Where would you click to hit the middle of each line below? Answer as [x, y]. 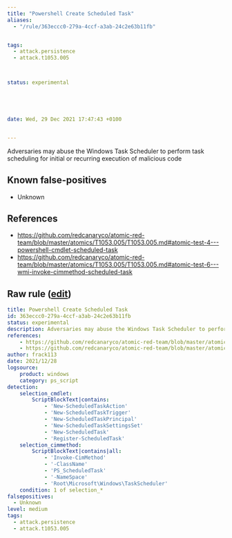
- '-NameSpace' [66, 477]
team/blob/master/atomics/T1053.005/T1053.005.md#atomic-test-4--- [118, 242]
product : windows [45, 374]
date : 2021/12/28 [32, 361]
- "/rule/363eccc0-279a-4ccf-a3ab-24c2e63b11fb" [85, 26]
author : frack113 [32, 355]
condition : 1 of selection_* [61, 490]
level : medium [28, 510]
